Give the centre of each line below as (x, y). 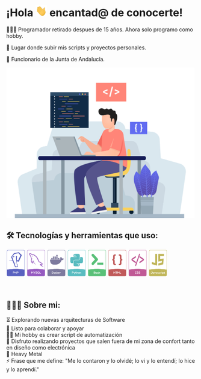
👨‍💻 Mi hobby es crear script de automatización (64, 335)
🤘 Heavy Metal (24, 354)
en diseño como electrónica (41, 348)
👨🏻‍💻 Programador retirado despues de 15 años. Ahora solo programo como (100, 29)
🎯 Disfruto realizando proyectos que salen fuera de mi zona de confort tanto (100, 341)
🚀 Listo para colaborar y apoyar (45, 328)
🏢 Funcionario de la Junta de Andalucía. (56, 59)
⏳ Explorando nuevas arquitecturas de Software (66, 320)
